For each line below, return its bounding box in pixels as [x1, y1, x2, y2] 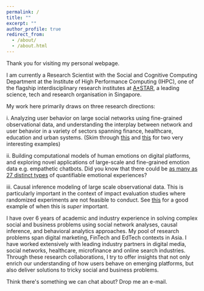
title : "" [6, 15, 32, 21]
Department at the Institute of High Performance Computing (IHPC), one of [6, 77, 194, 85]
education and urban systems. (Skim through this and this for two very [6, 133, 184, 141]
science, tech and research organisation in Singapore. [6, 91, 142, 98]
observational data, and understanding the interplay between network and [6, 121, 193, 128]
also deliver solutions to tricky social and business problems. [6, 266, 160, 273]
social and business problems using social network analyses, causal [6, 220, 178, 228]
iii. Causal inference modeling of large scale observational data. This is [6, 183, 184, 191]
